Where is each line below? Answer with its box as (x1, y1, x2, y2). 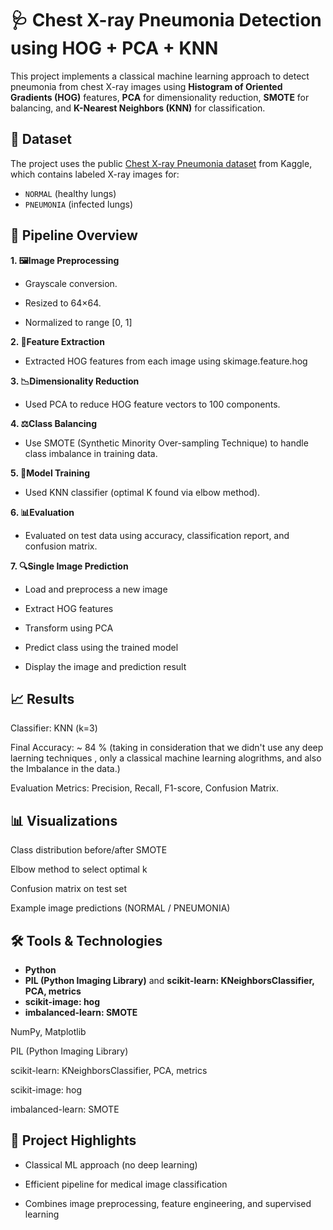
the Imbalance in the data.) (10, 763, 121, 775)
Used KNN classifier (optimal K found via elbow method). (24, 486, 261, 498)
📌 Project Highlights (10, 1132, 137, 1149)
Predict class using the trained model (24, 641, 179, 653)
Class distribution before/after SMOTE (10, 844, 168, 856)
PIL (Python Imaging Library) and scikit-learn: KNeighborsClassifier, (24, 975, 315, 986)
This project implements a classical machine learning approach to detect (10, 70, 310, 82)
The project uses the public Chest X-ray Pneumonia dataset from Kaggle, (10, 157, 313, 169)
